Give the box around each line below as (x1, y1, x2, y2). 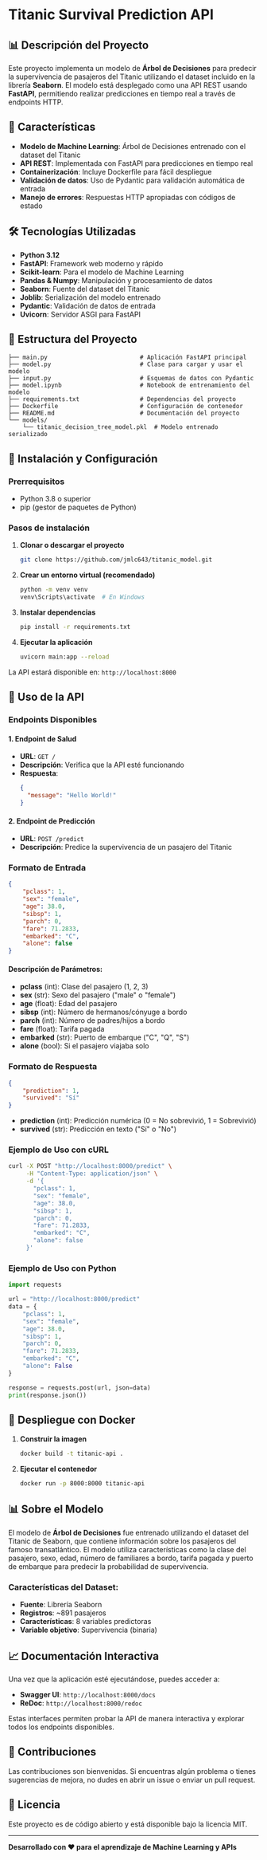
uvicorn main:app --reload (19, 652, 110, 661)
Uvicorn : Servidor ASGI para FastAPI (19, 309, 141, 319)
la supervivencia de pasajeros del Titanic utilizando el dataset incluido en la (8, 72, 256, 81)
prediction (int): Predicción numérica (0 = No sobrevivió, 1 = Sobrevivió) (19, 1116, 257, 1126)
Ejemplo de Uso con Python (8, 1262, 117, 1273)
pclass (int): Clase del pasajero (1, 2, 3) (19, 982, 149, 992)
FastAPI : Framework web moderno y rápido (19, 258, 164, 268)
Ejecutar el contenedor (19, 1465, 98, 1474)
